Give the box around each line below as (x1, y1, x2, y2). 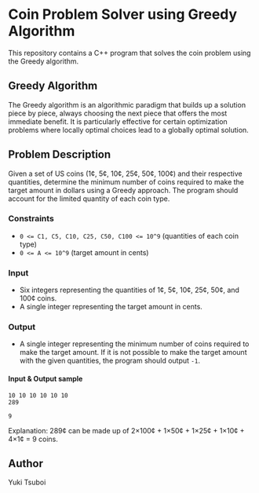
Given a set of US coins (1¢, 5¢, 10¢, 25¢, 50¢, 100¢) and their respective (8, 169, 243, 178)
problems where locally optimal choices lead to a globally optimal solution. (8, 125, 249, 134)
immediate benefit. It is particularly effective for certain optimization (8, 116, 228, 126)
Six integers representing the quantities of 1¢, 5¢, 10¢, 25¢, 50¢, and (19, 285, 239, 295)
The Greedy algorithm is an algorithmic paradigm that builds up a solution (8, 100, 246, 109)
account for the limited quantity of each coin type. (8, 194, 170, 203)
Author (8, 457, 43, 470)
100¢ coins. (19, 294, 57, 303)
